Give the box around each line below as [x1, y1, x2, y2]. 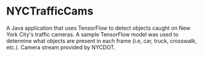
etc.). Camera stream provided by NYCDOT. [6, 44, 116, 51]
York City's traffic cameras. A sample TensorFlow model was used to [6, 30, 179, 38]
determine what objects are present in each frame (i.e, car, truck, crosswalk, [6, 37, 197, 44]
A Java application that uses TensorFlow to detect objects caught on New [6, 24, 191, 32]
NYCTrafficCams [6, 4, 94, 18]
